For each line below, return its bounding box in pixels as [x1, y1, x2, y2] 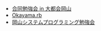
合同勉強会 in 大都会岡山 [11, 5, 72, 12]
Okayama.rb [11, 12, 42, 19]
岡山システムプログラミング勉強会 [11, 19, 95, 25]
